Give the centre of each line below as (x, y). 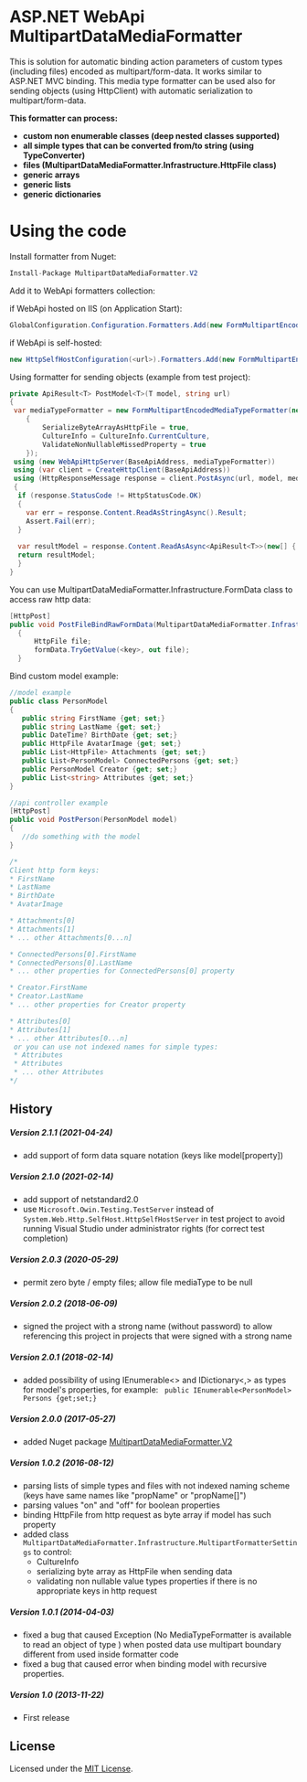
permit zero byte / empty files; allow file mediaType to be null (138, 1283)
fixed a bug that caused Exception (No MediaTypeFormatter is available (157, 1635)
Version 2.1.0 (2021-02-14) (62, 1176)
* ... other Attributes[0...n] (69, 1038)
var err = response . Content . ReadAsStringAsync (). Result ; (137, 512)
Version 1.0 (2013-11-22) (57, 1694)
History (31, 1110)
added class (46, 1534)
